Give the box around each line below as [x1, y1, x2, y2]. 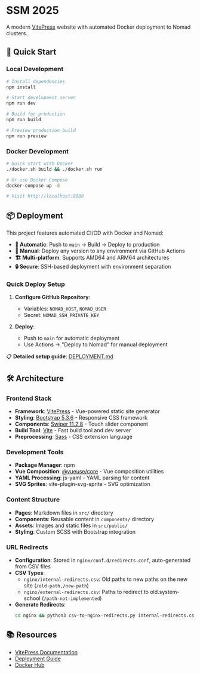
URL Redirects [6, 543, 48, 551]
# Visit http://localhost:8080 [6, 193, 84, 199]
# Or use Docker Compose [6, 177, 68, 183]
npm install [6, 84, 36, 90]
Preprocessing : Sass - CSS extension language [14, 433, 133, 441]
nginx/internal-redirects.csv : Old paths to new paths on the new [23, 575, 188, 583]
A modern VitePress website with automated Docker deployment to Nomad [6, 23, 191, 30]
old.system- [150, 588, 180, 595]
